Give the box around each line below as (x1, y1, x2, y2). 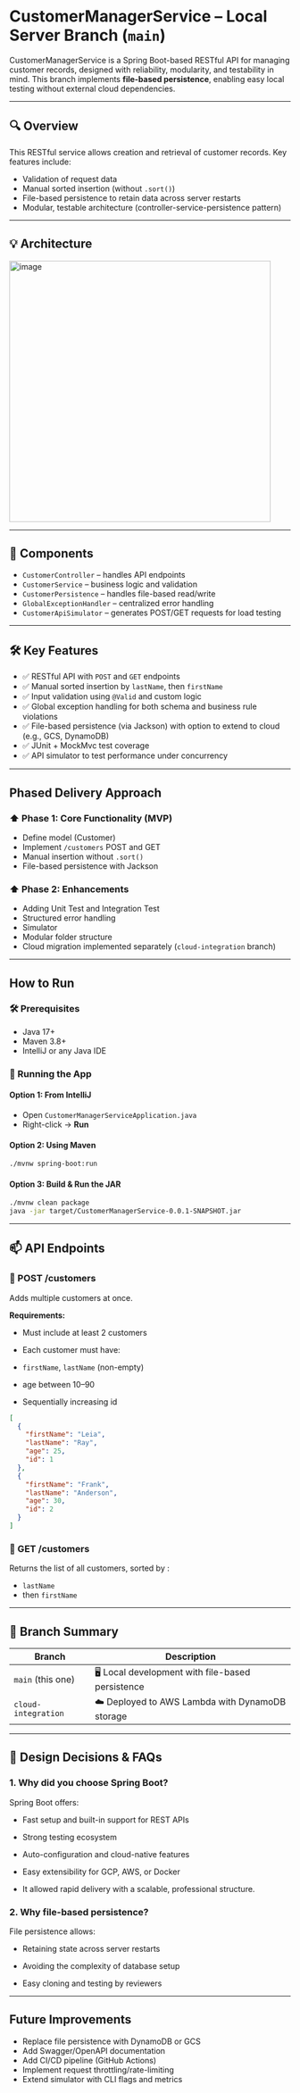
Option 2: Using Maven (9, 1139, 96, 1150)
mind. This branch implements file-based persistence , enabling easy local (9, 73, 285, 84)
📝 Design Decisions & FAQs (9, 1750, 162, 1765)
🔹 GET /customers (9, 1542, 90, 1555)
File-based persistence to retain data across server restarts (21, 192, 241, 203)
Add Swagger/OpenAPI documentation (21, 2045, 166, 2055)
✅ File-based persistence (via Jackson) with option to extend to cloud (21, 721, 280, 731)
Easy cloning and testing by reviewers (21, 1978, 162, 1989)
